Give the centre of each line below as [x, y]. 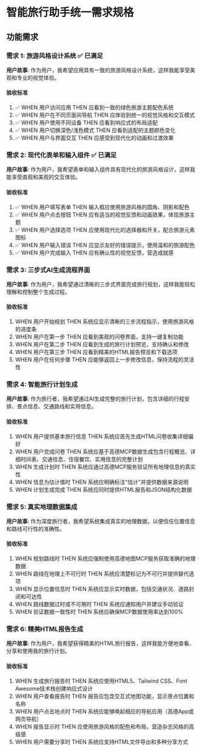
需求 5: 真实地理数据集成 [42, 507]
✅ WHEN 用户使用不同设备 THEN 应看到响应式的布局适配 [86, 123]
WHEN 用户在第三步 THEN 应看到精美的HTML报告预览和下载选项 [96, 352]
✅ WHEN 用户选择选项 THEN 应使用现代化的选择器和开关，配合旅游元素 [105, 229]
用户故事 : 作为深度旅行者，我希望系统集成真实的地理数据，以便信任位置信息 [101, 521]
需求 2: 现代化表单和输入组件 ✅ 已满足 [62, 155]
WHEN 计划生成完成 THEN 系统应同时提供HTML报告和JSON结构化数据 [103, 489]
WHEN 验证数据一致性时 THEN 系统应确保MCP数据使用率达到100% [99, 612]
